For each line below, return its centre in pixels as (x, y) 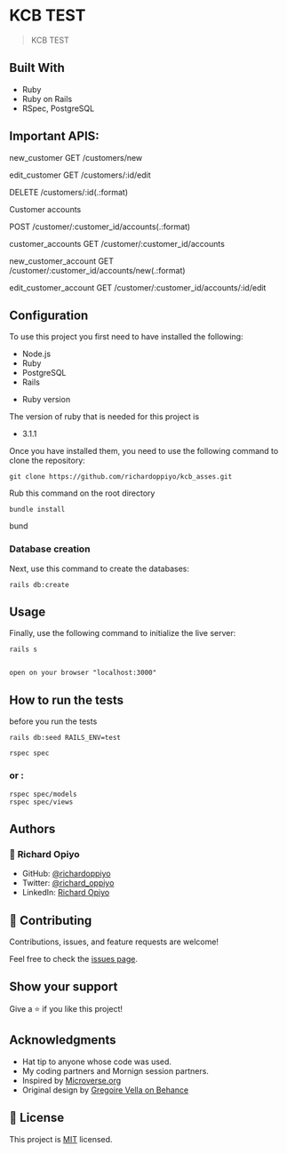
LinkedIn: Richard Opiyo (66, 893)
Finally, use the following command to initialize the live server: (123, 633)
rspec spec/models (43, 794)
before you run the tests (53, 721)
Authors (32, 828)
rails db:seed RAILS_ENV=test (65, 738)
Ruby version (46, 400)
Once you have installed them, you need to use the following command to (144, 451)
